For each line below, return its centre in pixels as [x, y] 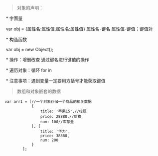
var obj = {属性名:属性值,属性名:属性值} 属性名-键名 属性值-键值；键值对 [79, 29]
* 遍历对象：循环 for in [29, 70]
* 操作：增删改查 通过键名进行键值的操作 [47, 60]
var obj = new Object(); [29, 49]
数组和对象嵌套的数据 [39, 91]
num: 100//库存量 [57, 122]
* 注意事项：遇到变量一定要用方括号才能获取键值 [56, 81]
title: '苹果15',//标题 [63, 111]
